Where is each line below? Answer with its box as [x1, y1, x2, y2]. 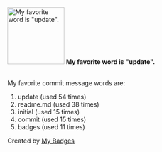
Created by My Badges [7, 136, 75, 145]
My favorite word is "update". [65, 58, 156, 66]
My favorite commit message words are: [7, 79, 126, 87]
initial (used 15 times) [17, 108, 80, 116]
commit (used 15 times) [17, 115, 87, 124]
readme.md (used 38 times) [17, 100, 99, 109]
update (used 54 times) [17, 92, 87, 101]
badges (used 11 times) [17, 123, 85, 131]
